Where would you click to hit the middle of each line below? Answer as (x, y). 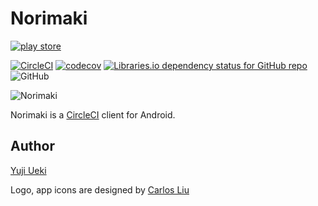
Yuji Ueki (28, 170)
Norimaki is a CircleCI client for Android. (93, 114)
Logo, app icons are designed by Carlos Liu (100, 189)
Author (32, 146)
